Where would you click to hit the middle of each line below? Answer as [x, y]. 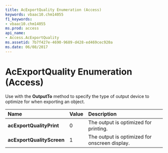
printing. [98, 128]
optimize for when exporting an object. [45, 101]
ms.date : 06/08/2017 [27, 47]
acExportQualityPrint [33, 125]
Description [102, 114]
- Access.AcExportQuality [32, 38]
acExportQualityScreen [36, 139]
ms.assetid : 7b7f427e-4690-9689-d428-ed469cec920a [59, 42]
